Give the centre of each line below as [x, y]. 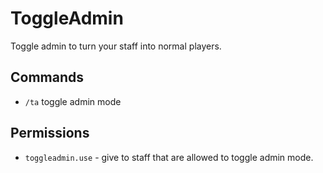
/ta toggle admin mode [73, 101]
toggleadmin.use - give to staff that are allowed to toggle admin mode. [169, 157]
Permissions [50, 133]
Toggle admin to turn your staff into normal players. [116, 46]
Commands [47, 77]
